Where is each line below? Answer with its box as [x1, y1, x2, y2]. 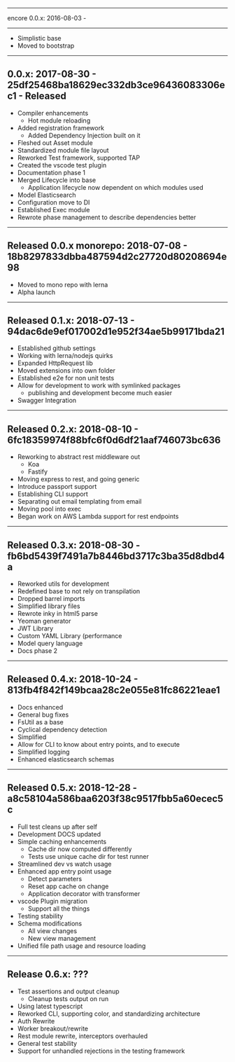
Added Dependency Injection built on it [27, 131, 141, 139]
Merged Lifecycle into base [17, 176, 97, 184]
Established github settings [17, 344, 96, 352]
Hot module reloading [27, 116, 91, 125]
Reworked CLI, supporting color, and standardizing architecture [17, 1009, 201, 1018]
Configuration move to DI [17, 198, 90, 207]
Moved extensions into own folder [17, 366, 116, 375]
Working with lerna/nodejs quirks [17, 352, 113, 360]
